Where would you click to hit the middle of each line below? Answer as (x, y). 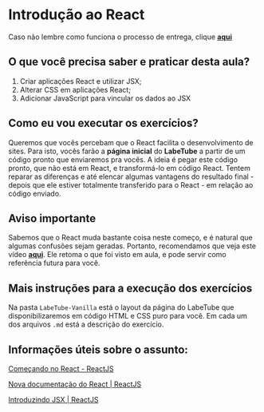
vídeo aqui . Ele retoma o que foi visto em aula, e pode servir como (117, 255)
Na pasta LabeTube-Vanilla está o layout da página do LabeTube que (121, 307)
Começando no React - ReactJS (61, 368)
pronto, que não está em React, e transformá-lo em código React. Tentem (130, 168)
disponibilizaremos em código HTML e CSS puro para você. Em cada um (128, 316)
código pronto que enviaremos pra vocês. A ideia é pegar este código (123, 159)
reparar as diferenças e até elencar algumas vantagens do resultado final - (131, 176)
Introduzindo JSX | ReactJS (53, 400)
